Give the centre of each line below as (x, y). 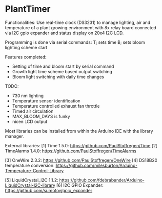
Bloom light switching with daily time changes (58, 77)
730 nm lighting (28, 96)
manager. (15, 136)
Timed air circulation (33, 111)
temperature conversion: (30, 165)
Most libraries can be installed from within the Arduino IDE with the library (79, 131)
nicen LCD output (30, 121)
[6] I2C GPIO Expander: (80, 185)
